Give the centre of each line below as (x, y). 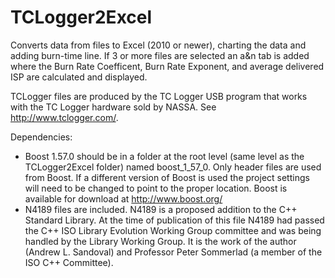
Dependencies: (41, 137)
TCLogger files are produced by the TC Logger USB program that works (159, 96)
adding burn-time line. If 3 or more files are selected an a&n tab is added (160, 55)
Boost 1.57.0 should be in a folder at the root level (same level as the (164, 156)
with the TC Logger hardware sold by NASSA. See (113, 107)
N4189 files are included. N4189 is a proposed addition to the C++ (161, 209)
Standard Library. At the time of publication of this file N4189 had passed (174, 220)
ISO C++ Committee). (69, 262)
